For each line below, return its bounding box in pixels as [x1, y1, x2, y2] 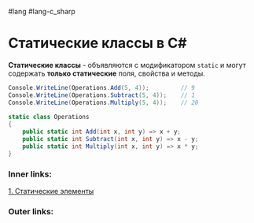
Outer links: [8, 206, 54, 217]
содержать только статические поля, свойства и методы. [8, 69, 206, 78]
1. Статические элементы [8, 186, 94, 195]
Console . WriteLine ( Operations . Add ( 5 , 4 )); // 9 [8, 84, 195, 91]
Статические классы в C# [8, 35, 187, 52]
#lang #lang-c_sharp [8, 7, 76, 16]
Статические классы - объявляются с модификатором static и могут [8, 60, 246, 69]
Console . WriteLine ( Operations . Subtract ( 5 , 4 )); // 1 [8, 91, 195, 99]
